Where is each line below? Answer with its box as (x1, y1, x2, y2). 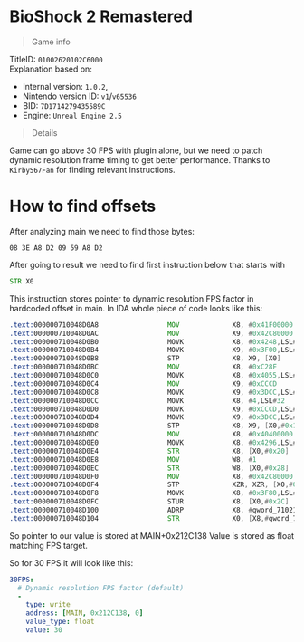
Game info (31, 36, 71, 47)
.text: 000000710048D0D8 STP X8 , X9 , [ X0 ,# (9, 421, 285, 431)
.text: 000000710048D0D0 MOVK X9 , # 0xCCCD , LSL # (9, 405, 298, 414)
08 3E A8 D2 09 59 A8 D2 (9, 243, 103, 253)
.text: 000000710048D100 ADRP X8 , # (9, 505, 253, 514)
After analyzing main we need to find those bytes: (9, 225, 195, 236)
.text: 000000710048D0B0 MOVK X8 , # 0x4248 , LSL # (9, 337, 298, 346)
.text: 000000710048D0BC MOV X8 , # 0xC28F (9, 362, 278, 372)
